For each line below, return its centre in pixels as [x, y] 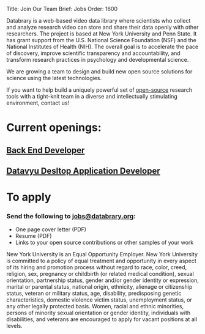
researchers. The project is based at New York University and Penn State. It [102, 34]
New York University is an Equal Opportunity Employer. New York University [102, 254]
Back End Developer [46, 150]
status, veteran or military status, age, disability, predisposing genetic [94, 294]
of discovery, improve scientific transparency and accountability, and [93, 53]
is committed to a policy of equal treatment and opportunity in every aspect [102, 261]
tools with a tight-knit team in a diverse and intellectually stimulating [92, 96]
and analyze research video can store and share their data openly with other [102, 27]
